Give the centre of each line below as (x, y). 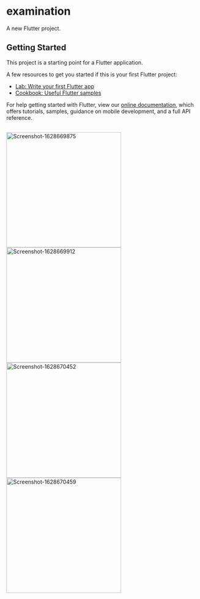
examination (39, 11)
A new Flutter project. (34, 28)
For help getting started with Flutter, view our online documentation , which (100, 104)
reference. (19, 117)
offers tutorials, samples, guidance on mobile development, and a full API (98, 111)
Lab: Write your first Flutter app (55, 86)
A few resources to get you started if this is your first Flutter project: (92, 74)
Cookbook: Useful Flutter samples (58, 93)
